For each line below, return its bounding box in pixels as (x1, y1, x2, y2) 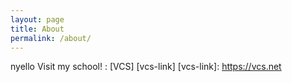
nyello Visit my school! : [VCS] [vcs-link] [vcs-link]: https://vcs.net (10, 61, 282, 73)
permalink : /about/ (10, 33, 92, 43)
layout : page (10, 14, 65, 25)
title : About (10, 24, 65, 34)
